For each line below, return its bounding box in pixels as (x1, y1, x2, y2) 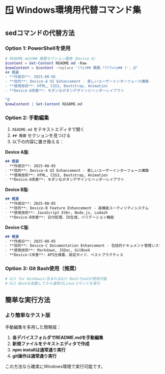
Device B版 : (5, 187, 29, 192)
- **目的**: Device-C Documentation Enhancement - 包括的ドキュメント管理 (5, 243, 152, 249)
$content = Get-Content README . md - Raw (5, 61, 87, 65)
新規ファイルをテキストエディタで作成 (12, 341, 90, 346)
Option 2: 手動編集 (5, 114, 49, 121)
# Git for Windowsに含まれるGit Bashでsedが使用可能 (5, 277, 107, 281)
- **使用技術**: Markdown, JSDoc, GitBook (5, 248, 90, 253)
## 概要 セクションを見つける (12, 132, 71, 138)
